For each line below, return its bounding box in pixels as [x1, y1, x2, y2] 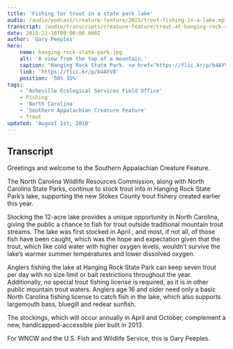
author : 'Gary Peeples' [7, 36, 76, 43]
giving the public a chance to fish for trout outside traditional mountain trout [7, 220, 223, 229]
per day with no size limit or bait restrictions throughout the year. [7, 271, 192, 279]
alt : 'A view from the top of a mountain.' [19, 56, 148, 62]
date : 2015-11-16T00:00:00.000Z [7, 29, 101, 37]
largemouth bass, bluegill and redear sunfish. [7, 300, 137, 309]
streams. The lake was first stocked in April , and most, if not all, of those [7, 228, 216, 236]
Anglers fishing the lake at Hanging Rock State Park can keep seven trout [7, 263, 216, 271]
